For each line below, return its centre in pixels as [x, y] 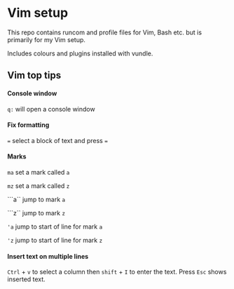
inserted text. [26, 279]
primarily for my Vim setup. [47, 39]
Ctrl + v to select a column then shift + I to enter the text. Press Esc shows [117, 272]
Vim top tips [34, 75]
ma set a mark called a [39, 172]
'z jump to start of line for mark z [55, 240]
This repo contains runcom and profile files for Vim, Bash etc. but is [104, 32]
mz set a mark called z [39, 186]
